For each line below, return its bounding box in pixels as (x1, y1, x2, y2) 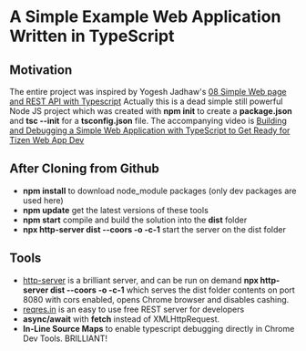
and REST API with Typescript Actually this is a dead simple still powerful (9, 96, 283, 107)
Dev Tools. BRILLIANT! (22, 333, 107, 344)
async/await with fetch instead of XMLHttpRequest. (22, 313, 220, 325)
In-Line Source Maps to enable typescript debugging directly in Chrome (22, 323, 295, 334)
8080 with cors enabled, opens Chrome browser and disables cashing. (22, 294, 290, 305)
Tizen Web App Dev (9, 135, 85, 145)
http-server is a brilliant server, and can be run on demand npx (22, 274, 260, 285)
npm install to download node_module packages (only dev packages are (22, 185, 297, 196)
